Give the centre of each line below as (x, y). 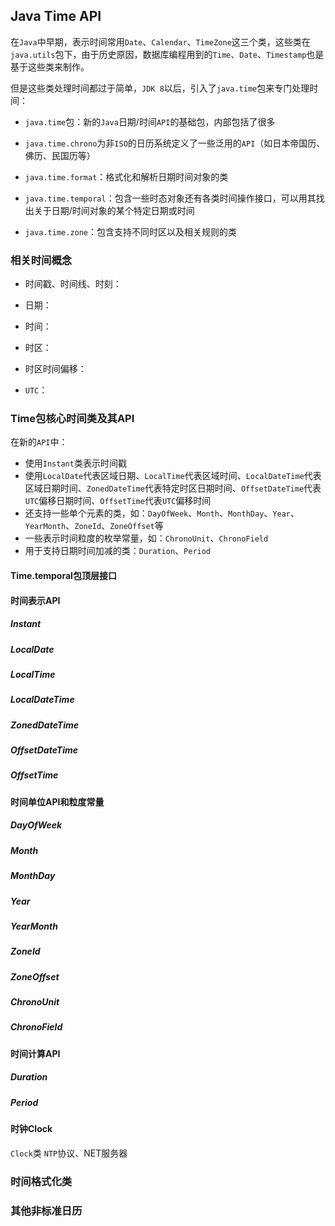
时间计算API (35, 1053)
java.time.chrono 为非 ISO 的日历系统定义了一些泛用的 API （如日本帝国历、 (175, 143)
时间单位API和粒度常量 (57, 801)
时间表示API (35, 600)
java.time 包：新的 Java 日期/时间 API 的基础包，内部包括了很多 (150, 121)
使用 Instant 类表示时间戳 (75, 463)
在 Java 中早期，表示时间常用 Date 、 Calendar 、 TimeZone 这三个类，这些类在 (160, 41)
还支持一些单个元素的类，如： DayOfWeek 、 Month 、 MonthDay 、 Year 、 (162, 513)
